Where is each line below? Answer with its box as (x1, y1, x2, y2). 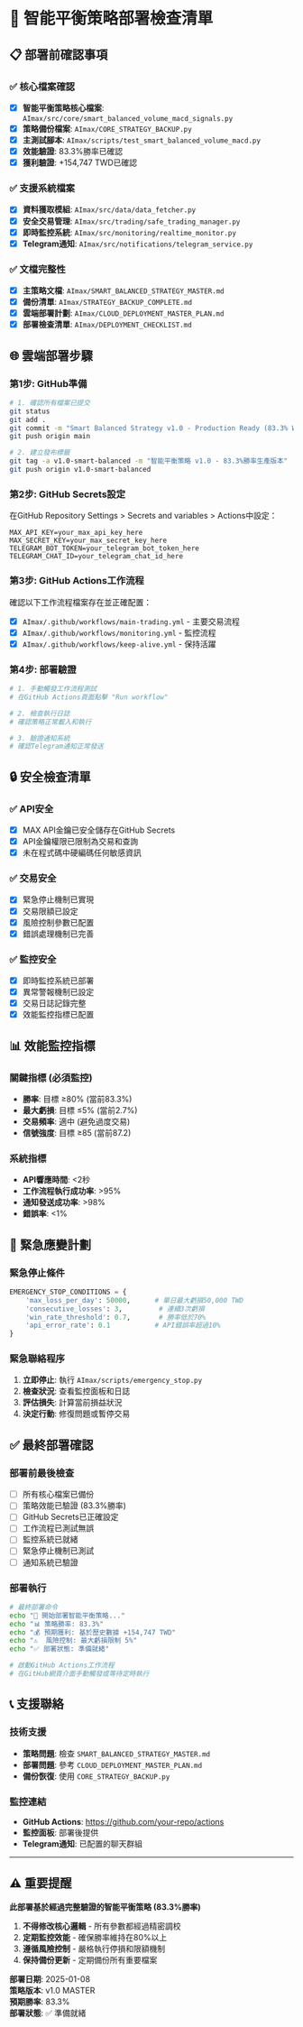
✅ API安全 (9, 802, 54, 815)
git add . (9, 415, 47, 424)
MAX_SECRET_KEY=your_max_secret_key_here (9, 536, 168, 546)
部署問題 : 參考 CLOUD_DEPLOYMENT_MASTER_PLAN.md (22, 1759, 203, 1770)
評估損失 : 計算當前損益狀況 (22, 1397, 123, 1408)
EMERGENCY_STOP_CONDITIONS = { (9, 1287, 127, 1296)
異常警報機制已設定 (22, 987, 95, 998)
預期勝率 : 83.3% (9, 1995, 70, 2007)
